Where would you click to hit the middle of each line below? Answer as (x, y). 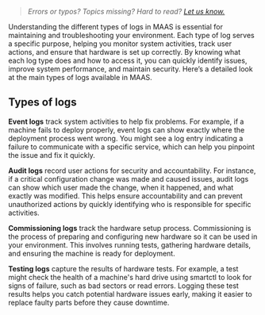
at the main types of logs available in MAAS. (80, 77)
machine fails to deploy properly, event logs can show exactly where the (127, 129)
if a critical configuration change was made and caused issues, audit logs (129, 179)
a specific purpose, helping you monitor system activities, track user (120, 44)
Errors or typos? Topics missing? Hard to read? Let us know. (126, 12)
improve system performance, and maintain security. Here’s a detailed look (131, 69)
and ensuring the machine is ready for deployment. (92, 253)
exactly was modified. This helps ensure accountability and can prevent (126, 196)
